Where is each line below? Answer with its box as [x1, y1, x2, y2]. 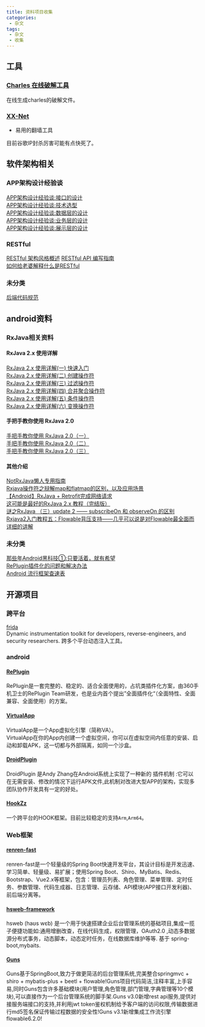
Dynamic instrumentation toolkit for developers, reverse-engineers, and [6, 630, 186, 637]
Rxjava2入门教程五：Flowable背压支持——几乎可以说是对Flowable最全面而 [6, 515, 195, 523]
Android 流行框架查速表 [6, 570, 65, 577]
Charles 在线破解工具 [6, 81, 70, 90]
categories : [6, 15, 37, 21]
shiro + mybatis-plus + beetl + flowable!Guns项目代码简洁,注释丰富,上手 [6, 978, 187, 985]
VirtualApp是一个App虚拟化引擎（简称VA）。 [6, 726, 117, 734]
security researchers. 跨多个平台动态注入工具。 [6, 637, 126, 645]
